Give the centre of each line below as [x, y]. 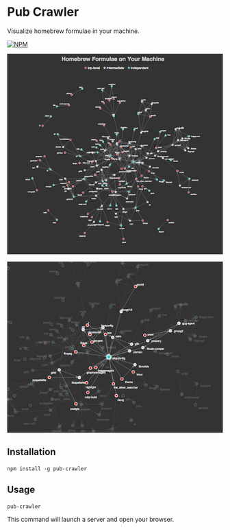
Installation [31, 452]
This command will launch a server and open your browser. [91, 519]
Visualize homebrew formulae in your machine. [73, 31]
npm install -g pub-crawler [47, 469]
